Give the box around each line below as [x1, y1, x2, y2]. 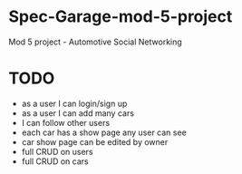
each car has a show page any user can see [21, 127, 187, 138]
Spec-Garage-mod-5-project [8, 6, 233, 27]
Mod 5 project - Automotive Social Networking [8, 36, 182, 47]
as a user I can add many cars [21, 107, 135, 119]
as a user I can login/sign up [21, 98, 128, 109]
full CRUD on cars [21, 156, 89, 167]
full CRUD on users [21, 146, 93, 157]
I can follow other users [21, 117, 111, 128]
